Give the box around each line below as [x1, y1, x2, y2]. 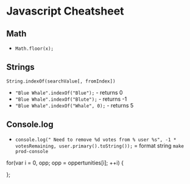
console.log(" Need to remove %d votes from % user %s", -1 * [15, 137, 177, 143]
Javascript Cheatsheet [6, 4, 124, 18]
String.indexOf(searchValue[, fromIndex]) [6, 78, 116, 84]
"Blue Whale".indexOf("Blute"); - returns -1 [15, 95, 127, 103]
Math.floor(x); [15, 46, 54, 52]
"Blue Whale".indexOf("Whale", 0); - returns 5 [15, 101, 134, 109]
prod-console [15, 148, 49, 154]
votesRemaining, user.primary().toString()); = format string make [15, 141, 185, 149]
